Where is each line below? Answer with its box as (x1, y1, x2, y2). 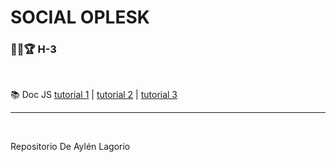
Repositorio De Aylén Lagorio (10, 141, 131, 153)
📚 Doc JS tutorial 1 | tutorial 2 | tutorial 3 (10, 89, 178, 101)
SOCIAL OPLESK (10, 6, 150, 29)
